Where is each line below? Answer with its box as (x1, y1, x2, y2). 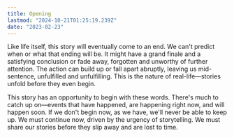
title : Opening (7, 10, 52, 18)
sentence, (7, 72, 36, 81)
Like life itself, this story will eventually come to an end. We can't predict (7, 43, 215, 51)
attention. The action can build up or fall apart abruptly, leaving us (7, 64, 197, 74)
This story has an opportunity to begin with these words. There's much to (7, 93, 219, 102)
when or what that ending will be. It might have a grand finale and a (7, 50, 201, 58)
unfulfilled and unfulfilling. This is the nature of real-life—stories (37, 72, 221, 81)
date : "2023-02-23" (7, 23, 64, 30)
